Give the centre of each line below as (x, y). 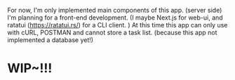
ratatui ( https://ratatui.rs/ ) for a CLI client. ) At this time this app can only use (117, 25)
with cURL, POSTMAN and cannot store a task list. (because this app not (112, 32)
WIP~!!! (30, 68)
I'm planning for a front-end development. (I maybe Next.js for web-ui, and (115, 18)
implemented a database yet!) (50, 40)
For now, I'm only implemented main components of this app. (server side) (115, 10)
